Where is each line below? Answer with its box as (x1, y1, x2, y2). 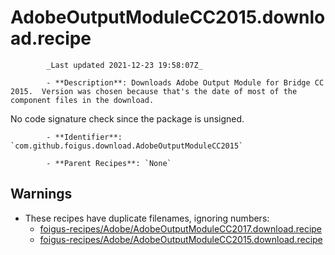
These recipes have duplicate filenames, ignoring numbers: (24, 212, 270, 224)
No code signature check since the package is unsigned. (10, 112, 245, 125)
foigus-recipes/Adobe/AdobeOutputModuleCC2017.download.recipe (39, 222, 322, 235)
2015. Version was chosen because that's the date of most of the (10, 86, 298, 96)
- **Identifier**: (46, 132, 123, 142)
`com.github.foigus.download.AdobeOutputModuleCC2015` (10, 141, 244, 151)
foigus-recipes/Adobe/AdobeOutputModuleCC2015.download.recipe (39, 233, 323, 245)
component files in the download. (10, 95, 155, 105)
